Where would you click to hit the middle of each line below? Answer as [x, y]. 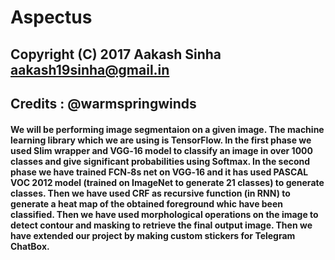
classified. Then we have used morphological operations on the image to [164, 214]
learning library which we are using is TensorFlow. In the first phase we [161, 140]
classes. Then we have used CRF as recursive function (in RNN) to [150, 193]
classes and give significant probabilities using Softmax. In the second [160, 161]
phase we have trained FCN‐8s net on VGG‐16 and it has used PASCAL [159, 172]
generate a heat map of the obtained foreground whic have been [147, 203]
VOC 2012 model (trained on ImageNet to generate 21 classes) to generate [167, 182]
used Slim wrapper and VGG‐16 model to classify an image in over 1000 [161, 150]
